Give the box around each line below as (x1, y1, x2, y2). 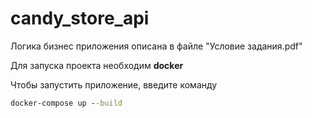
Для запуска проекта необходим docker (10, 59, 184, 71)
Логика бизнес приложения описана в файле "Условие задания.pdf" (10, 40, 303, 52)
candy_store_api (10, 7, 150, 30)
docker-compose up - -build (10, 98, 123, 108)
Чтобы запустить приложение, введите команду (10, 78, 218, 91)
